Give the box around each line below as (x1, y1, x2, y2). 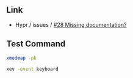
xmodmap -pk (6, 55, 37, 61)
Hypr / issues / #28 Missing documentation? (15, 21, 127, 28)
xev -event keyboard (6, 66, 59, 72)
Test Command (6, 39, 66, 49)
